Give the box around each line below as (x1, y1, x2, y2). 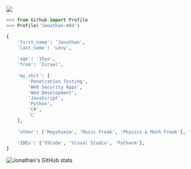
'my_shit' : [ (17, 72, 50, 78)
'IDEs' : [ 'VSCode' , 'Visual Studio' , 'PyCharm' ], (17, 140, 146, 146)
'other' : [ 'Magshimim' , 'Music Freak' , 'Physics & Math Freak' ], (17, 129, 186, 135)
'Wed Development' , (28, 89, 78, 96)
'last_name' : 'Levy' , (17, 45, 72, 51)
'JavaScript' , (28, 95, 64, 101)
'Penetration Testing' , (28, 78, 88, 84)
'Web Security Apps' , (28, 84, 83, 90)
